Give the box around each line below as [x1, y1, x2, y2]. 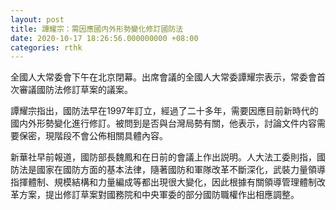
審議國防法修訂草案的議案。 [18, 84, 133, 96]
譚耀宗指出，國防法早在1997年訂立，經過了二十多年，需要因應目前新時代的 [10, 105, 319, 117]
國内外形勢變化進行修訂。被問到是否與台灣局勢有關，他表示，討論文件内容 [10, 117, 317, 130]
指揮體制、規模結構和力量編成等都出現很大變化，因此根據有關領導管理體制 [10, 176, 317, 188]
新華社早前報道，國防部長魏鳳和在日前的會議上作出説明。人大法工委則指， [10, 151, 317, 163]
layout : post [10, 14, 65, 25]
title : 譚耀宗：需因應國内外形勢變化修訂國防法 [10, 24, 184, 34]
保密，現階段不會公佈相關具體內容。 [18, 130, 168, 142]
